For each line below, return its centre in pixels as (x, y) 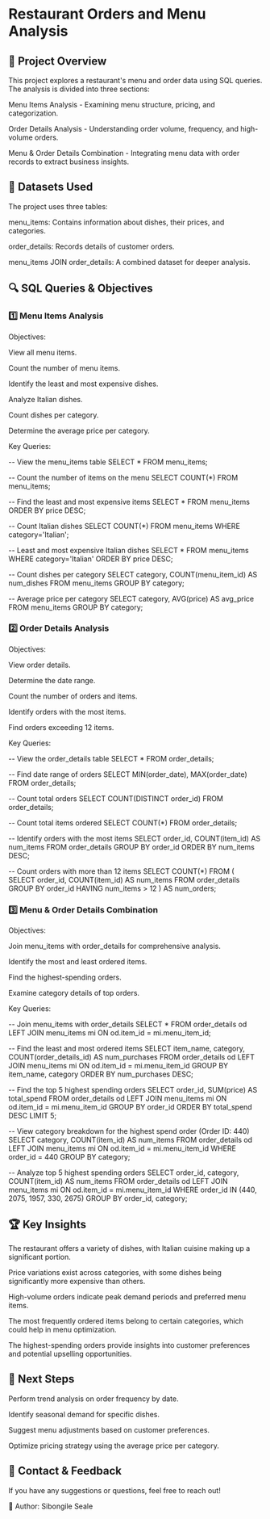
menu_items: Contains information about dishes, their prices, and (116, 222)
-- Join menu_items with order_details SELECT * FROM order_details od (128, 1024)
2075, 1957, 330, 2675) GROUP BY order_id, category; (98, 1198)
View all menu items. (43, 352)
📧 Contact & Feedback (65, 1471)
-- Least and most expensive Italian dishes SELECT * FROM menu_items (129, 550)
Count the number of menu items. (64, 367)
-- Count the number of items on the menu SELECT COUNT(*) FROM (123, 477)
